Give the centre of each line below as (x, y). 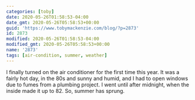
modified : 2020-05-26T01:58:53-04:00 (53, 39)
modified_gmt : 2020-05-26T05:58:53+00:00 (58, 45)
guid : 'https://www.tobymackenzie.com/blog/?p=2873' (73, 28)
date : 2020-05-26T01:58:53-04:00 (47, 17)
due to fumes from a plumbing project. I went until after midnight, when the (98, 84)
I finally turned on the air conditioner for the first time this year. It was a (93, 72)
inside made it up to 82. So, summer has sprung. (65, 91)
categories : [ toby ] (30, 11)
